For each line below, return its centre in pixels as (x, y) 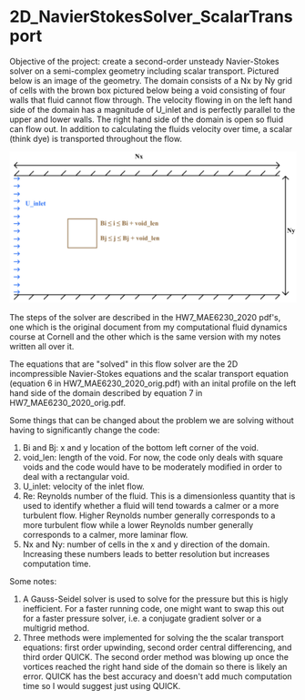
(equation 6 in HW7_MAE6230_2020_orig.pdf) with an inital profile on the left (153, 383)
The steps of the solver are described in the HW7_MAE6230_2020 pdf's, (145, 317)
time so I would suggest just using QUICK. (102, 685)
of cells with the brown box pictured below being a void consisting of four (147, 90)
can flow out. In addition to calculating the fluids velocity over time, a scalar (151, 128)
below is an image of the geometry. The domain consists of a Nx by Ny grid (151, 80)
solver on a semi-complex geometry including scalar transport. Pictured (144, 71)
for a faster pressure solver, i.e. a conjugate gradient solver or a (142, 618)
